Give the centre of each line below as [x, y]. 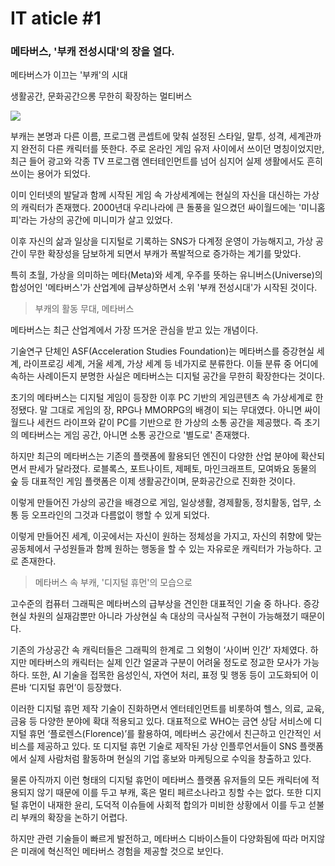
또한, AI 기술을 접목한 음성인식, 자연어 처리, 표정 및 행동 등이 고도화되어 [170, 675]
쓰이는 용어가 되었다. [50, 174]
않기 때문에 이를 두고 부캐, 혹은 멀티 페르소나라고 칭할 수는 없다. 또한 [169, 793]
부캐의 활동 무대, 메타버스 [84, 309]
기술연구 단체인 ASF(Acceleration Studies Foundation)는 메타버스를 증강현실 [162, 351]
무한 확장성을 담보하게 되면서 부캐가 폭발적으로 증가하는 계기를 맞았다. [165, 254]
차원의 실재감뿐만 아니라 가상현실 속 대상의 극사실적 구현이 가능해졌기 [163, 616]
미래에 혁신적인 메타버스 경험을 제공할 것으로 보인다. [122, 851]
